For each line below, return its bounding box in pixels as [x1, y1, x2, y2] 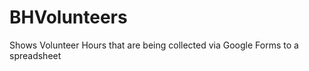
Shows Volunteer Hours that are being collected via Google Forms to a [9, 39, 299, 51]
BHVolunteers [9, 6, 128, 29]
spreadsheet [9, 49, 62, 61]
